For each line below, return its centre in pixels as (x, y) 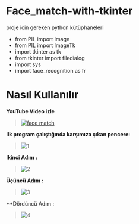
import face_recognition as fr (50, 70)
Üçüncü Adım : (25, 181)
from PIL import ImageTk (45, 45)
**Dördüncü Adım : (30, 203)
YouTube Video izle (31, 111)
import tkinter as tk (38, 51)
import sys (28, 64)
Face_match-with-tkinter (69, 11)
